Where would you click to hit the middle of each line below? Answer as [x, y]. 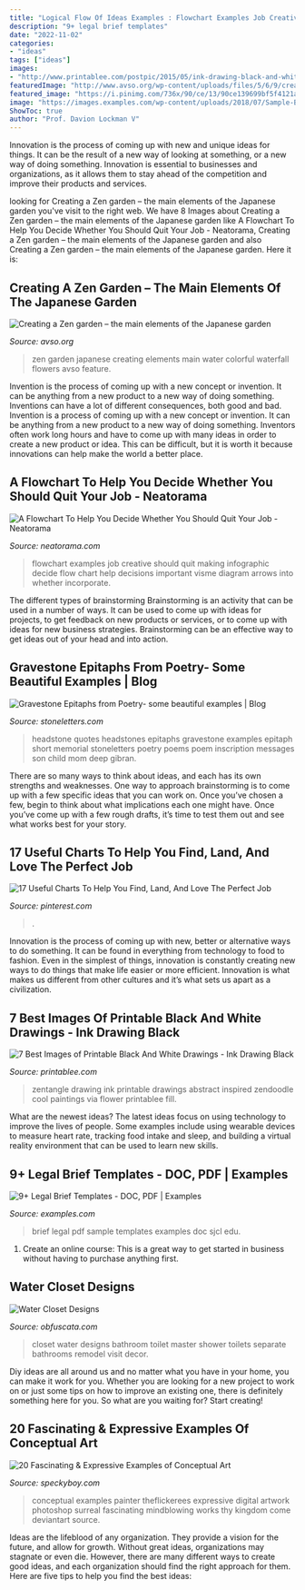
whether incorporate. [71, 582]
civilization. [30, 989]
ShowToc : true [36, 111]
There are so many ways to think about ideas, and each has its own [135, 775]
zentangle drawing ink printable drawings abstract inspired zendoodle [162, 1089]
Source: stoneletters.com [57, 721]
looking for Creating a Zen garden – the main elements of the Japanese [143, 202]
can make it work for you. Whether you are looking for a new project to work [152, 1381]
